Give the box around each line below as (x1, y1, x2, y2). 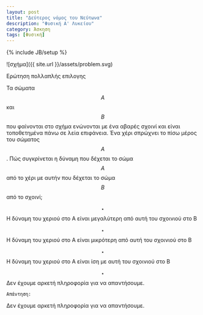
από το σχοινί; (6, 193, 43, 201)
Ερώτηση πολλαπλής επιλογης (6, 72, 86, 80)
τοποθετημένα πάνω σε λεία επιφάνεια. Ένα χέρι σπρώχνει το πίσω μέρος (6, 130, 197, 137)
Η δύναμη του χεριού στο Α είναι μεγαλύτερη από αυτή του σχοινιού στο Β (6, 215, 197, 222)
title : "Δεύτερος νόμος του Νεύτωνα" (6, 15, 103, 21)
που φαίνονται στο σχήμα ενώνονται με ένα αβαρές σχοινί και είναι (6, 123, 180, 130)
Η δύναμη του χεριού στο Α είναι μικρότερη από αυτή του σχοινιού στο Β (6, 236, 192, 244)
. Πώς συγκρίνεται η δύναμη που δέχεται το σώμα (6, 155, 133, 163)
